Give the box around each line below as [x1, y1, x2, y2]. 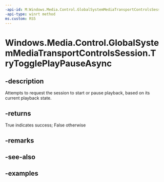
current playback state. [5, 95, 52, 101]
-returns [5, 109, 31, 117]
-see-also [5, 153, 36, 161]
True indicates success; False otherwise [5, 122, 86, 128]
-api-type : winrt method [5, 12, 56, 17]
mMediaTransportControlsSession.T [5, 47, 156, 58]
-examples [5, 169, 39, 178]
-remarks [5, 136, 34, 145]
